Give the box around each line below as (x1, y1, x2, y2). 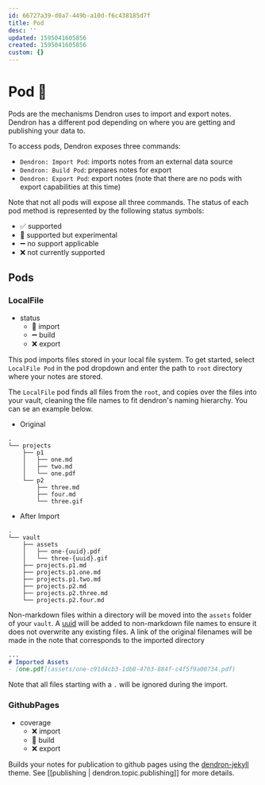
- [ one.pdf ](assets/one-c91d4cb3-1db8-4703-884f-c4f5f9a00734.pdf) (8, 665, 236, 674)
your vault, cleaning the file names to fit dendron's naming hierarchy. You (8, 395, 248, 405)
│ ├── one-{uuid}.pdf (22, 547, 102, 555)
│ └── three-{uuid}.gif (22, 554, 109, 563)
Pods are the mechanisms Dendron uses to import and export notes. (8, 109, 232, 118)
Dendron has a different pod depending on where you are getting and (8, 117, 236, 127)
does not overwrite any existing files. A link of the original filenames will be (8, 627, 252, 636)
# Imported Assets (8, 658, 69, 666)
